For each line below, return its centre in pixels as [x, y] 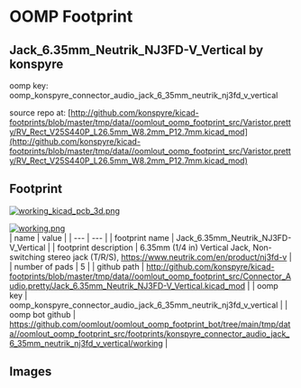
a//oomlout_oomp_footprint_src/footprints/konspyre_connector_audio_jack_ [150, 333]
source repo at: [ [40, 113]
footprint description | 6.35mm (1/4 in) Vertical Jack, [154, 247]
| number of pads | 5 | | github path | [77, 266]
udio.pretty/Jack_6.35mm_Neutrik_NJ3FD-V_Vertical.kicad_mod [128, 285]
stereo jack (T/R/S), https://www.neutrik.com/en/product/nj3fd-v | [170, 257]
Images [31, 372]
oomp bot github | [43, 314]
